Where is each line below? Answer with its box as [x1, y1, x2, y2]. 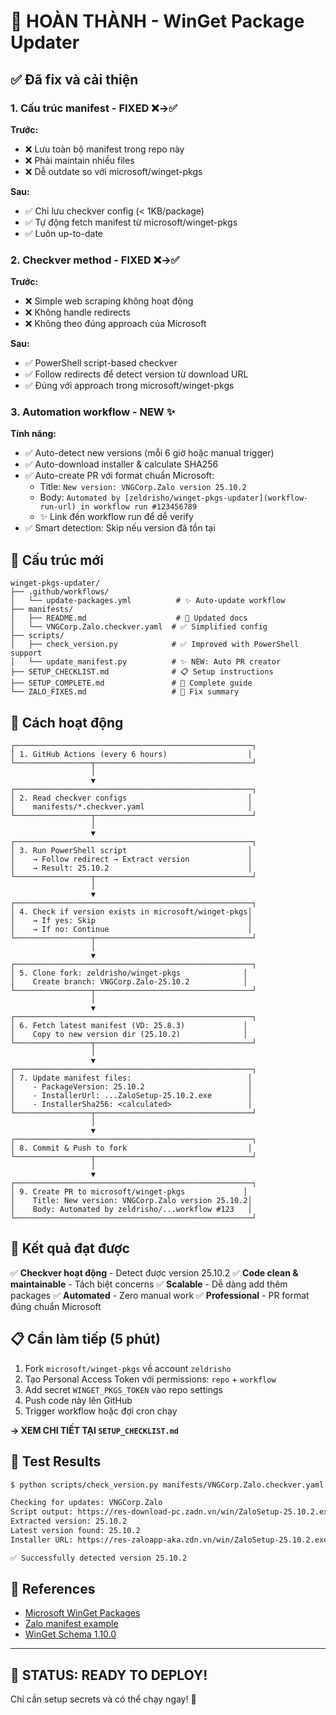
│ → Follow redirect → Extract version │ [10, 855, 253, 865]
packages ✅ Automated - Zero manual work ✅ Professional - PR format [10, 1289, 310, 1301]
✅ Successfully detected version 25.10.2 [10, 1553, 188, 1563]
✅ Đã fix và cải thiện [10, 71, 139, 88]
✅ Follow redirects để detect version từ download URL [24, 368, 249, 380]
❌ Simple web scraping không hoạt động [24, 295, 194, 307]
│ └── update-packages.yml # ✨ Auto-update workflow [10, 596, 286, 606]
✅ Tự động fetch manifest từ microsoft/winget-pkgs [24, 216, 238, 228]
